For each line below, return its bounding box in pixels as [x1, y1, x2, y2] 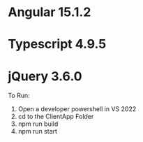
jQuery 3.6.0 [8, 68, 82, 84]
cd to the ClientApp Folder [17, 113, 94, 121]
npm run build [17, 120, 59, 128]
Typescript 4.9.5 [8, 36, 107, 52]
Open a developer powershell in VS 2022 [17, 105, 137, 113]
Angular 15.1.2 [8, 4, 91, 20]
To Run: [8, 92, 30, 100]
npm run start [17, 127, 58, 136]
